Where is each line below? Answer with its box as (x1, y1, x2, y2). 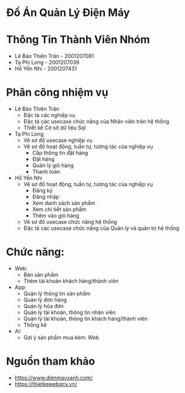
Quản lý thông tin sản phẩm (23, 290, 91, 297)
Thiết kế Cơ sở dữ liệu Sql (23, 124, 86, 131)
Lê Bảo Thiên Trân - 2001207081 (14, 53, 94, 60)
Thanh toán (32, 168, 61, 176)
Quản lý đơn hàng (23, 296, 67, 303)
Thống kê (23, 321, 47, 328)
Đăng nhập (32, 193, 60, 200)
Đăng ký (32, 187, 53, 194)
